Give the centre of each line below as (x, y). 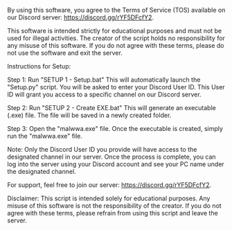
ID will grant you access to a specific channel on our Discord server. (105, 94)
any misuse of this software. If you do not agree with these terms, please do (116, 45)
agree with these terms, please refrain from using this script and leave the (113, 213)
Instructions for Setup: (39, 66)
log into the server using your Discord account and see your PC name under (116, 164)
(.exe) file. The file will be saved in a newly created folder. (89, 115)
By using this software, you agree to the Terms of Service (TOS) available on (116, 10)
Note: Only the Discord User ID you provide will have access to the (102, 149)
